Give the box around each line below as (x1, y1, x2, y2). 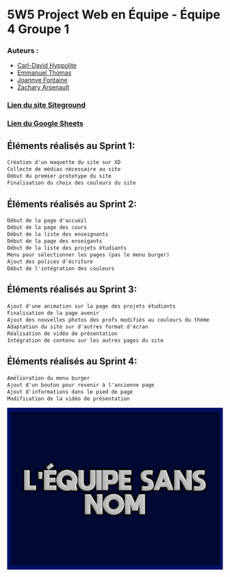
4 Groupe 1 (7, 21, 70, 37)
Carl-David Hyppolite (16, 62, 77, 70)
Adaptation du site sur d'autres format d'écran (7, 323, 149, 330)
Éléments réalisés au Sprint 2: (7, 198, 137, 210)
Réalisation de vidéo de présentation (7, 330, 118, 337)
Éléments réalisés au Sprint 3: (7, 284, 138, 295)
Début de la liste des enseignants (7, 230, 109, 238)
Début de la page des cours (7, 223, 88, 231)
